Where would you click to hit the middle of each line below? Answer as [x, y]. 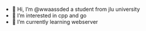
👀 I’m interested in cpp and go [49, 15]
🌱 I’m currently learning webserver [55, 22]
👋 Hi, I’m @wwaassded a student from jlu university [76, 9]
